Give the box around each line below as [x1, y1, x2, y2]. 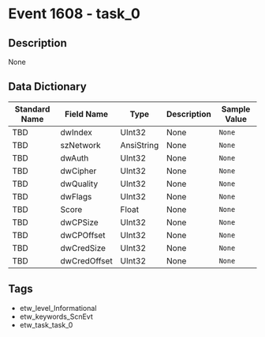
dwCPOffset [60, 229, 106, 240]
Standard [14, 104, 50, 115]
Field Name [64, 108, 109, 119]
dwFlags [60, 191, 92, 202]
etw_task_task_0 [19, 320, 73, 329]
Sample [221, 104, 251, 115]
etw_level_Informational [19, 303, 97, 312]
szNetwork [60, 139, 101, 150]
